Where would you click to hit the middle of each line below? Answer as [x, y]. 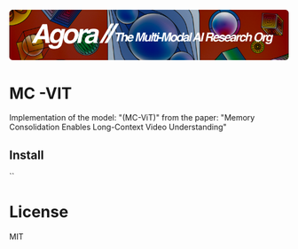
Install [27, 155]
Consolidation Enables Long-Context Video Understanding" [118, 127]
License [39, 212]
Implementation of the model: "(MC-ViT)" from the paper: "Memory [132, 118]
